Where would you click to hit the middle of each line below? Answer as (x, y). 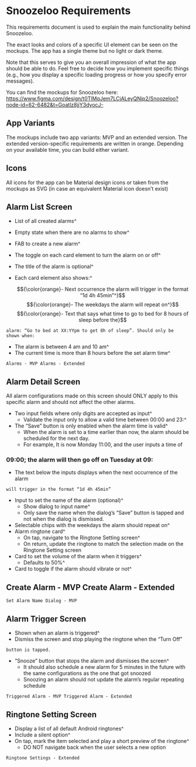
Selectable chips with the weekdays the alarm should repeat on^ (92, 525)
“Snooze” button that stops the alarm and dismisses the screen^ (92, 661)
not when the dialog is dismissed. (63, 519)
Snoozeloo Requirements (68, 11)
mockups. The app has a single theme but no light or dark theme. (85, 50)
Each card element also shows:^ (53, 278)
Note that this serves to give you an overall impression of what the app (91, 62)
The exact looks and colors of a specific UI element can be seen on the (92, 45)
